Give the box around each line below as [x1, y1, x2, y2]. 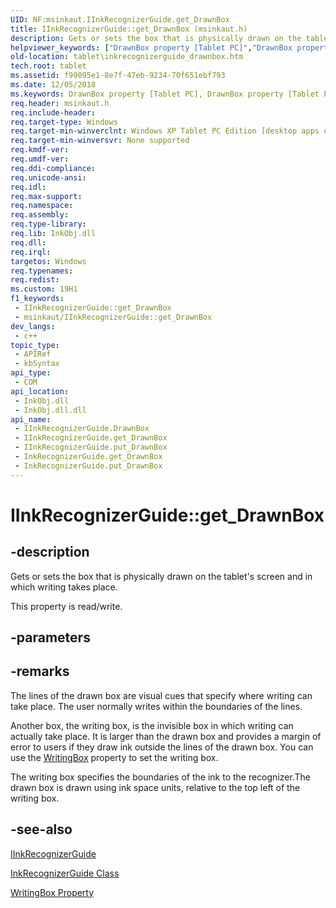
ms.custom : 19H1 [10, 284, 78, 295]
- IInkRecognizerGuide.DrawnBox [14, 424, 150, 434]
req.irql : [10, 247, 52, 257]
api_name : [10, 414, 52, 425]
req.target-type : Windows [10, 117, 118, 127]
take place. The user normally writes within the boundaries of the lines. [10, 700, 303, 712]
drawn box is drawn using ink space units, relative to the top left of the [10, 781, 301, 793]
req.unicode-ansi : [10, 172, 87, 183]
